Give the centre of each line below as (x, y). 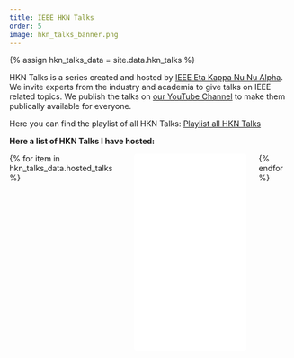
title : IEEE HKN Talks (52, 18)
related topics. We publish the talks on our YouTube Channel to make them (147, 96)
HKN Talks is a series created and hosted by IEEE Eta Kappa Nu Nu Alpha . (146, 78)
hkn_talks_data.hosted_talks (61, 169)
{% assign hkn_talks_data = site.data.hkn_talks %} (102, 60)
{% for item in (35, 159)
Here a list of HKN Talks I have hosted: (82, 142)
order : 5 (26, 26)
